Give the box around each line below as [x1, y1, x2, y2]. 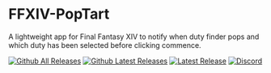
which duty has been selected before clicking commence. [8, 40, 201, 49]
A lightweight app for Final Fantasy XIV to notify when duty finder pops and [8, 32, 260, 41]
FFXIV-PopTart [8, 5, 110, 24]
